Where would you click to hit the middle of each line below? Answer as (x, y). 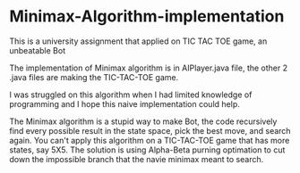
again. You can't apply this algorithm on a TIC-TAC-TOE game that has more (150, 140)
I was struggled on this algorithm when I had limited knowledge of (131, 95)
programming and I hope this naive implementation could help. (124, 103)
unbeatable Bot (37, 50)
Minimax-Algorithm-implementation (147, 16)
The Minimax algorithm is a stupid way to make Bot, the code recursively (143, 121)
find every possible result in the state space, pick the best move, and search (150, 130)
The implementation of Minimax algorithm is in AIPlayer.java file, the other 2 (149, 68)
